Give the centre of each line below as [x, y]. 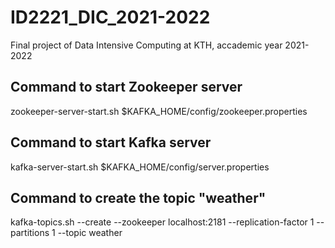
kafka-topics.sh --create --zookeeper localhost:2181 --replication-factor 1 [162, 222]
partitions [30, 233]
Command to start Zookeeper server [126, 87]
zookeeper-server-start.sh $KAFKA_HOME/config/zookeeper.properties [159, 111]
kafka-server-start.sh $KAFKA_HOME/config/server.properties [140, 167]
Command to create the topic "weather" [138, 197]
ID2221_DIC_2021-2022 [110, 17]
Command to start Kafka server [111, 142]
